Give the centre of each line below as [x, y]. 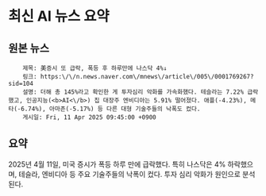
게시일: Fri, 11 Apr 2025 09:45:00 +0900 [89, 117]
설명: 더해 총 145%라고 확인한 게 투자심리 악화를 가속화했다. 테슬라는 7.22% [133, 92]
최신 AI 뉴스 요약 [59, 16]
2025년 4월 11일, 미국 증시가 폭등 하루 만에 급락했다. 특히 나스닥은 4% [117, 164]
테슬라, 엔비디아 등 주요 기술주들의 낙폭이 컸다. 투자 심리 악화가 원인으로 [129, 174]
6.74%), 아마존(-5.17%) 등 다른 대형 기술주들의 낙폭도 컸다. [111, 109]
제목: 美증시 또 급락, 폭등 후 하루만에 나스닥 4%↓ [95, 68]
